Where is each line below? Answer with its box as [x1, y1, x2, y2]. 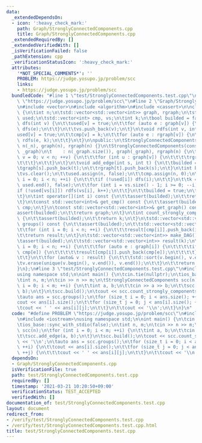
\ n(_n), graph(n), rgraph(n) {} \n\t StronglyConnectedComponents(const [17, 142, 200, 149]
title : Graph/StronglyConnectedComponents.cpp [17, 31, 136, 37]
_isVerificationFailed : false [11, 48, 87, 54]
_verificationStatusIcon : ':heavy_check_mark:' [11, 59, 133, 65]
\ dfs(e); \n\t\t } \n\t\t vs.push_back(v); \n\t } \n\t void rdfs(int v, [17, 126, 187, 132]
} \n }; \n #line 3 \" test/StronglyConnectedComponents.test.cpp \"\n [17, 266, 185, 272]
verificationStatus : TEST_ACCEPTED [11, 389, 101, 395]
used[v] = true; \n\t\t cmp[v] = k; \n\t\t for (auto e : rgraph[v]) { [17, 132, 189, 138]
